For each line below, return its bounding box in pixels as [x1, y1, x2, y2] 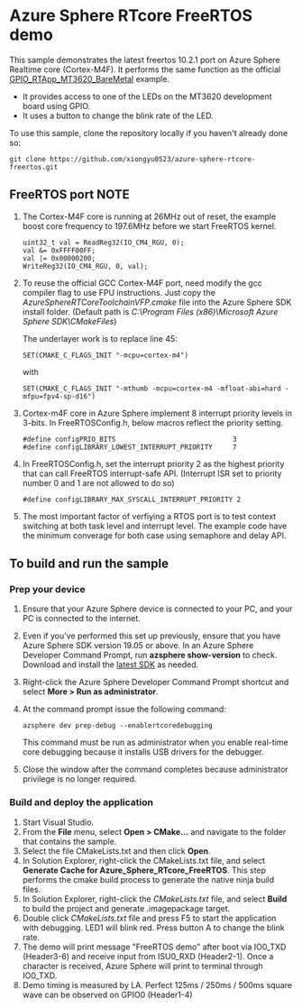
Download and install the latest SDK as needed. [22, 659, 199, 670]
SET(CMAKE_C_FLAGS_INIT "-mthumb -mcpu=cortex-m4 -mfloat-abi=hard [22, 384, 281, 393]
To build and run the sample [9, 556, 169, 572]
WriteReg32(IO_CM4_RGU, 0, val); [22, 261, 149, 270]
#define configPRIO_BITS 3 [22, 435, 237, 444]
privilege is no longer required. [22, 774, 137, 784]
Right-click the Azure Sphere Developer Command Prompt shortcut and [22, 677, 289, 688]
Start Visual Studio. [22, 817, 95, 828]
